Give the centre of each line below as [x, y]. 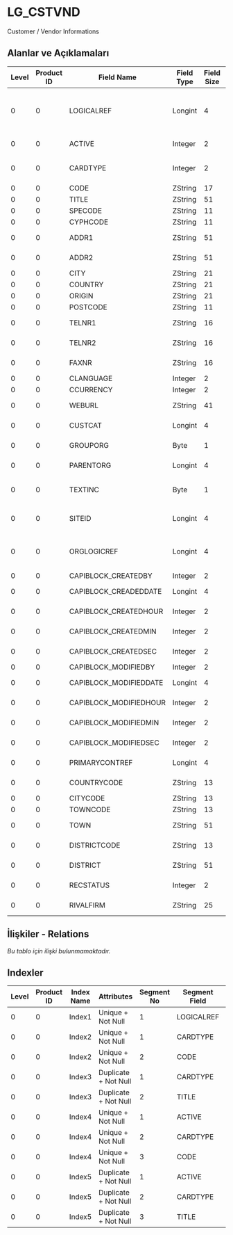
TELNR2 [83, 343]
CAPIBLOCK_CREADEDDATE [115, 591]
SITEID [80, 518]
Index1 [80, 1017]
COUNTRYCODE [96, 782]
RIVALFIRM [87, 905]
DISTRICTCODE [95, 845]
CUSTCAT [86, 425]
